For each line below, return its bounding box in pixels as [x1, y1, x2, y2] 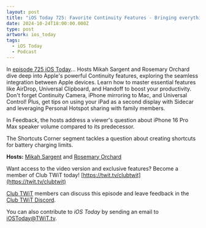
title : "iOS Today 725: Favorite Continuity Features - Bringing [6, 15, 177, 21]
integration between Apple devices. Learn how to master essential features [6, 78, 196, 86]
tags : [6, 37, 20, 43]
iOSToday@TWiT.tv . [6, 215, 57, 222]
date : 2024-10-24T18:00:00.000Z [6, 20, 89, 26]
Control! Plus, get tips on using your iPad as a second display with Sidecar [6, 98, 194, 105]
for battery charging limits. [6, 141, 74, 149]
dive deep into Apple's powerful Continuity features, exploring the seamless [6, 72, 198, 79]
